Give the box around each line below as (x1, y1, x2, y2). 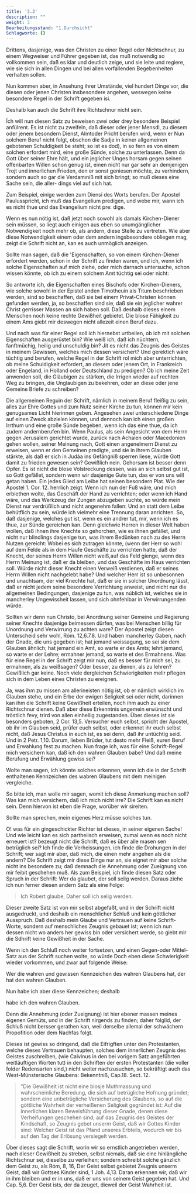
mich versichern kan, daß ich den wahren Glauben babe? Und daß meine (6, 749, 182, 756)
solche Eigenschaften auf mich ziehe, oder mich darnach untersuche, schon (6, 264, 190, 271)
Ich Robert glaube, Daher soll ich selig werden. (20, 893, 133, 900)
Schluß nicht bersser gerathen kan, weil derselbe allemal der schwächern (6, 1023, 184, 1030)
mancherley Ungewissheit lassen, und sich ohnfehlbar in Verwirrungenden (6, 596, 186, 603)
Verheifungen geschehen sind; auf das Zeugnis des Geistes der (20, 1114, 174, 1121)
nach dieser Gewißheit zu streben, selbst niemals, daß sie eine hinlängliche (6, 1150, 187, 1157)
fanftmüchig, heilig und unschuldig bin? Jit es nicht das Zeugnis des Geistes (6, 342, 190, 349)
